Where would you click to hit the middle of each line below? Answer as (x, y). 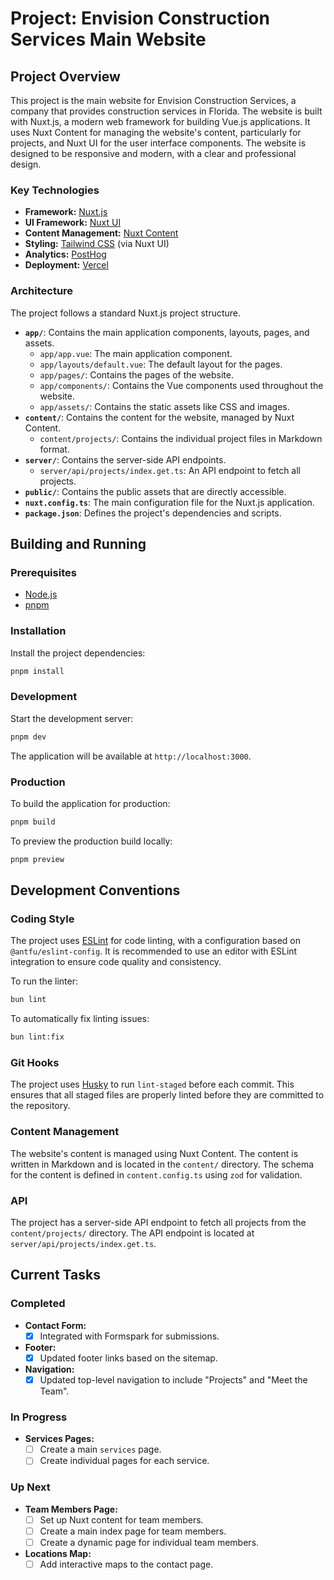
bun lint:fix (37, 1037)
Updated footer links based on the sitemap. (128, 1358)
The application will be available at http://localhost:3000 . (131, 756)
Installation (38, 631)
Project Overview (65, 76)
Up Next (30, 1487)
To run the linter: (44, 981)
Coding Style (42, 919)
